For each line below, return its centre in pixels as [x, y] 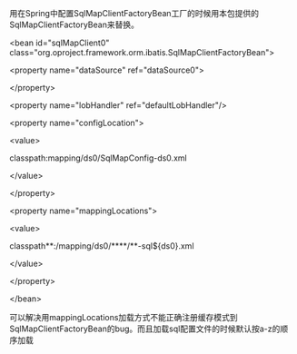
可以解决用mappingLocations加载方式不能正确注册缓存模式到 [124, 317]
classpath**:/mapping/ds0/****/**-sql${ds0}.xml [102, 246]
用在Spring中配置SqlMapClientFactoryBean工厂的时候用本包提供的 [134, 13]
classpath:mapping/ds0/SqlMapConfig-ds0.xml [99, 158]
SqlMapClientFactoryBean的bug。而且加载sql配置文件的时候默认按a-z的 [145, 329]
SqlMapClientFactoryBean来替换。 [74, 25]
